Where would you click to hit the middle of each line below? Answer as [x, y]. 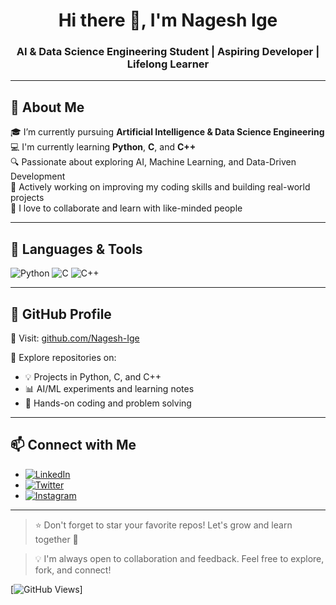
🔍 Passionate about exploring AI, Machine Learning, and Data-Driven [153, 162]
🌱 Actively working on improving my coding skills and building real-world [160, 187]
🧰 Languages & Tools [76, 249]
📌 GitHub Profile [61, 314]
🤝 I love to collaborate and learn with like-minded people [126, 208]
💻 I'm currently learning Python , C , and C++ [103, 147]
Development [38, 176]
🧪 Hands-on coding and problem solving [108, 403]
